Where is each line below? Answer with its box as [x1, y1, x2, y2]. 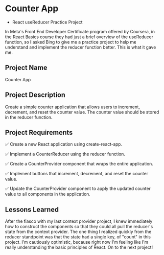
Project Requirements [5, 128, 73, 137]
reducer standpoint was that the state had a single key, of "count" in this [5, 234, 151, 240]
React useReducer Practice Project [12, 19, 83, 25]
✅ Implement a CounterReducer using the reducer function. [5, 151, 126, 157]
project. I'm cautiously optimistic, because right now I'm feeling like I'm [5, 239, 148, 245]
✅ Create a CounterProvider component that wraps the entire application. [5, 161, 153, 167]
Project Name [5, 64, 47, 72]
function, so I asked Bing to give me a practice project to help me [5, 39, 137, 45]
